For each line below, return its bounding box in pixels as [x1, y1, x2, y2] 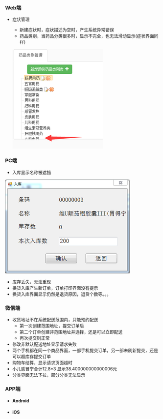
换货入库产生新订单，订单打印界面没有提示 [12, 285, 98, 291]
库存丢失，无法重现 [12, 279, 51, 285]
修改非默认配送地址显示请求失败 [12, 341, 77, 347]
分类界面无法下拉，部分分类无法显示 [12, 372, 86, 378]
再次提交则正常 [19, 335, 50, 341]
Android [12, 398, 29, 404]
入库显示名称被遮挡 [12, 169, 51, 175]
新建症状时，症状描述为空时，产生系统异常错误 [19, 27, 114, 33]
